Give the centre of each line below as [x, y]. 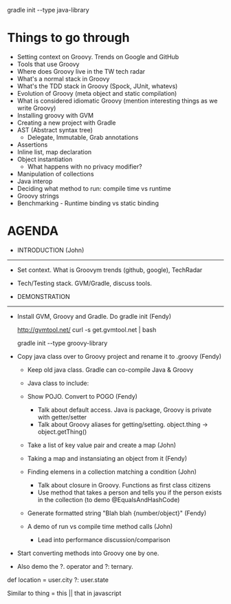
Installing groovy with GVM [55, 115]
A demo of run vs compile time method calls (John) [100, 526]
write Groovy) [36, 108]
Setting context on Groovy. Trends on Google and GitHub [98, 56]
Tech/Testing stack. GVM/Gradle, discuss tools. [85, 283]
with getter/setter [62, 417]
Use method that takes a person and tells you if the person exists [130, 492]
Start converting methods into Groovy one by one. [88, 553]
